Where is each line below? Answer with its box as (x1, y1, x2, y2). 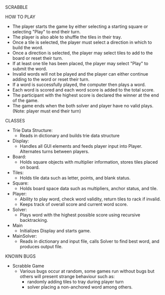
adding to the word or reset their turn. (12, 77, 90, 82)
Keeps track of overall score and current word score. (19, 201, 128, 207)
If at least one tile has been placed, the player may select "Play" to (12, 61, 149, 66)
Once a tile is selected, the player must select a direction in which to (12, 39, 153, 45)
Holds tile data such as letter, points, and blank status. (19, 175, 131, 181)
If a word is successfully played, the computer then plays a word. (12, 82, 146, 88)
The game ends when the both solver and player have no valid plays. (12, 103, 154, 108)
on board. (19, 164, 40, 170)
